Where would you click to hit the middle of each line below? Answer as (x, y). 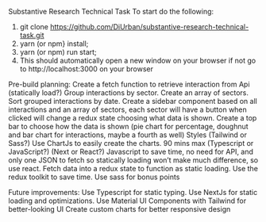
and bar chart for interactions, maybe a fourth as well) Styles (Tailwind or (128, 135)
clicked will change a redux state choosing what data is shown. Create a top (133, 118)
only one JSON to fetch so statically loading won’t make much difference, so (133, 160)
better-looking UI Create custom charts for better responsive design (120, 209)
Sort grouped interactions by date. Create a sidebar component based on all (133, 101)
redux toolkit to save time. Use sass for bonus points (94, 177)
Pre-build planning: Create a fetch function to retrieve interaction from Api (129, 84)
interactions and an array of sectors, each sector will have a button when (128, 109)
